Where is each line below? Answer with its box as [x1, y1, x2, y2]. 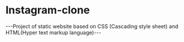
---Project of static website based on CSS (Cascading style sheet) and [5, 23, 179, 30]
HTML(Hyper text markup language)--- [5, 29, 101, 36]
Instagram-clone [5, 3, 90, 17]
